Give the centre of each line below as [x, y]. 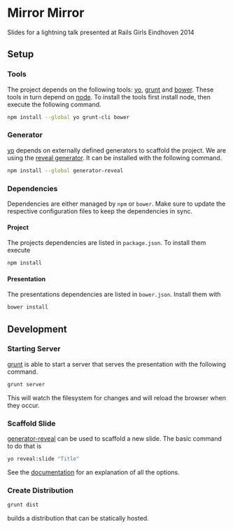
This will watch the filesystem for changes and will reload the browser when [116, 397]
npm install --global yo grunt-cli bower [69, 117]
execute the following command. [54, 104]
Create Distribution [40, 490]
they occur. [23, 405]
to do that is [24, 446]
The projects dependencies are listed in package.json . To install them [107, 243]
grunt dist [23, 505]
